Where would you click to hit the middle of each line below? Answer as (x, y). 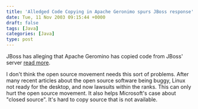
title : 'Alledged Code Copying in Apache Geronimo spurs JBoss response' (100, 12)
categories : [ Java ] (31, 34)
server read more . (28, 63)
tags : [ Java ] (22, 28)
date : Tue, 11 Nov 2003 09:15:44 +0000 (56, 17)
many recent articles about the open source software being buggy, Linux (96, 80)
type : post (20, 39)
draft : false (22, 23)
